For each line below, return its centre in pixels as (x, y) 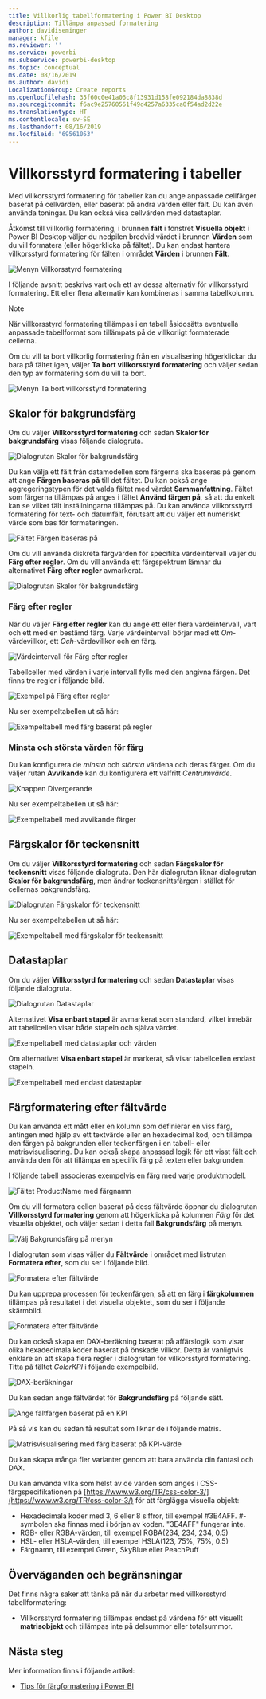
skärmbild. (25, 1311)
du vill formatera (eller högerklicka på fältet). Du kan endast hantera (119, 245)
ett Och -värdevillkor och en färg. (103, 641)
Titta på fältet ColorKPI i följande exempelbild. (84, 1367)
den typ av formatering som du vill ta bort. (77, 373)
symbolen (36, 1524)
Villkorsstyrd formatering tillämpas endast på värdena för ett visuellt (131, 1618)
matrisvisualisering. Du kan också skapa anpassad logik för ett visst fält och (133, 1152)
